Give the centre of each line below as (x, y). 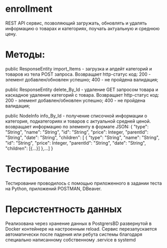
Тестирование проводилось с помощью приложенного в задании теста (84, 183)
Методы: (25, 55)
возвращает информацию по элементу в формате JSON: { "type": (77, 126)
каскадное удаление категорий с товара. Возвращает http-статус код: (82, 95)
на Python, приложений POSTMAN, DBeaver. (54, 188)
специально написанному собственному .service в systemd (71, 240)
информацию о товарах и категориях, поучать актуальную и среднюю (82, 28)
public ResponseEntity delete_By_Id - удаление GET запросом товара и (82, 89)
